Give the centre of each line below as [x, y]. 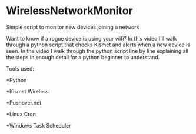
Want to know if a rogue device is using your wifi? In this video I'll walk [92, 38]
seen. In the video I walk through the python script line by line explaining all [97, 51]
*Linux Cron [21, 114]
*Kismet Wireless [27, 91]
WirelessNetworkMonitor [70, 11]
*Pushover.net [24, 103]
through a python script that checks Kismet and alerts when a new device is [98, 45]
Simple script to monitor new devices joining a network [73, 27]
